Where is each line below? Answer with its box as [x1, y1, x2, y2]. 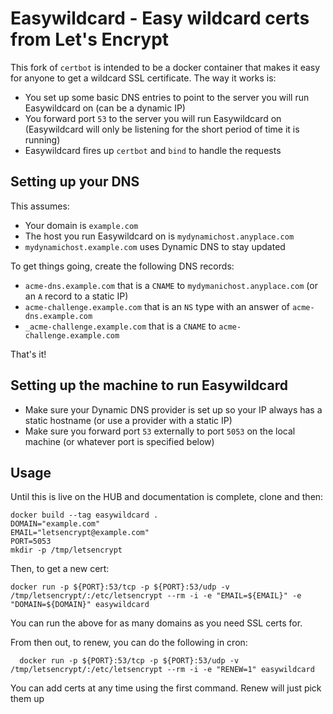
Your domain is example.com [24, 219, 139, 231]
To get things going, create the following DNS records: [10, 260, 235, 272]
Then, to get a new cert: [10, 563, 110, 575]
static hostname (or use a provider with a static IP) [24, 414, 233, 426]
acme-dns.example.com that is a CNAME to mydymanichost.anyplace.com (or [24, 279, 318, 291]
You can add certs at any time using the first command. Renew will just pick [10, 682, 322, 694]
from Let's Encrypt [10, 28, 170, 51]
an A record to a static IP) [24, 290, 129, 302]
